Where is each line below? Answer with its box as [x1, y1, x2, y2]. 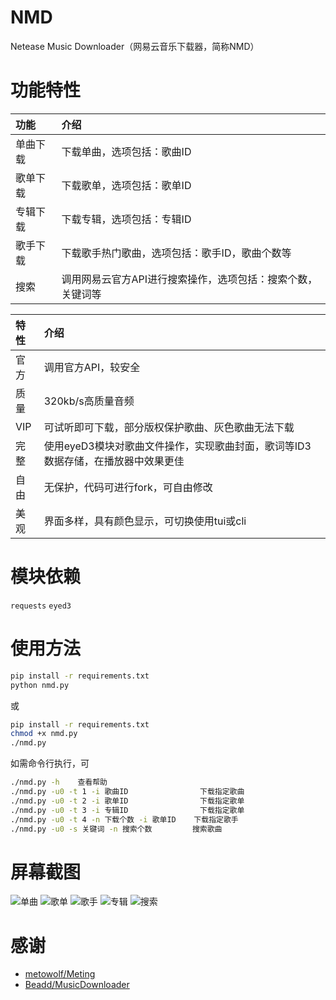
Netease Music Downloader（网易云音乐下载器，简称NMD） [10, 40, 260, 52]
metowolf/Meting [24, 968, 96, 980]
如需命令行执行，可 [10, 757, 90, 770]
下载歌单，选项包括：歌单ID [61, 178, 192, 192]
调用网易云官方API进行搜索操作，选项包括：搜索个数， [61, 272, 318, 286]
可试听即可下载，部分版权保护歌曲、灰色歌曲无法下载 [43, 420, 295, 434]
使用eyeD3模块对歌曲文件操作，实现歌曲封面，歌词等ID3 [43, 439, 312, 453]
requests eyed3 [10, 601, 72, 611]
